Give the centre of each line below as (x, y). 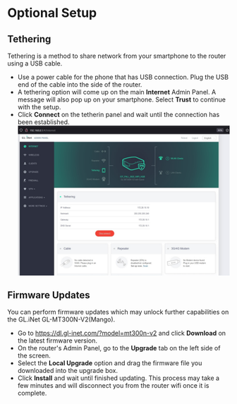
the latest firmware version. (57, 341)
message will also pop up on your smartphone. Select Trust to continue (121, 99)
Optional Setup (52, 13)
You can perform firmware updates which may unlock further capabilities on (118, 312)
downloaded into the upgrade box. (68, 371)
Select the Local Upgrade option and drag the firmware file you (110, 363)
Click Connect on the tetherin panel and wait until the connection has (119, 115)
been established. (43, 122)
